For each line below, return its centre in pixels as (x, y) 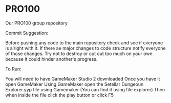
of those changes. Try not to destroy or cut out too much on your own (79, 54)
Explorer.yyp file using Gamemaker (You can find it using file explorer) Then (85, 89)
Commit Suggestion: (27, 33)
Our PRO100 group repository (37, 23)
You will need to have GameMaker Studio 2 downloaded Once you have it (83, 79)
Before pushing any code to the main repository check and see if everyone (84, 43)
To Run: (13, 69)
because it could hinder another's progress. (51, 59)
